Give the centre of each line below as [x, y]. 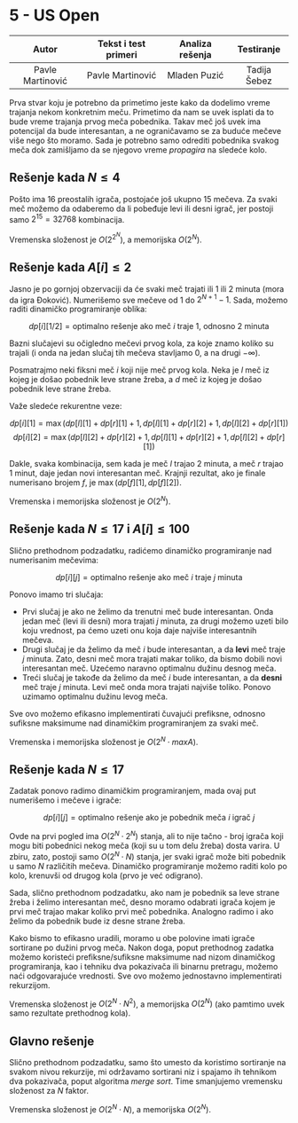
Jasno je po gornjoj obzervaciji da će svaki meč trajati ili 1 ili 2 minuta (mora [147, 288]
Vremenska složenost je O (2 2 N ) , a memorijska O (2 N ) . [106, 238]
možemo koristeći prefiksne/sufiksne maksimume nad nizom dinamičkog [142, 957]
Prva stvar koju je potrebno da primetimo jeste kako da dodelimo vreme [140, 102]
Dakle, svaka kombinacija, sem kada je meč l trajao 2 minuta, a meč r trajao [146, 464]
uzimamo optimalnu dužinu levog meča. [95, 696]
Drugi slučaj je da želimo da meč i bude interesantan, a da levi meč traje [153, 649]
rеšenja [195, 54]
